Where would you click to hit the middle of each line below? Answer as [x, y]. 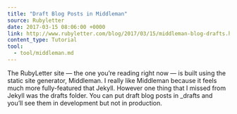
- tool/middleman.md [44, 53]
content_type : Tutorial [42, 40]
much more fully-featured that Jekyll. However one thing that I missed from [117, 88]
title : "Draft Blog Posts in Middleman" [68, 14]
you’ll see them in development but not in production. [85, 103]
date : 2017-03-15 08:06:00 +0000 [56, 27]
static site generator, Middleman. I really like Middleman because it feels [112, 80]
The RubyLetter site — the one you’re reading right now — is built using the [117, 73]
